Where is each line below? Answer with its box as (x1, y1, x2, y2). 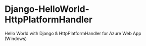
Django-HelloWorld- (4, 3, 90, 15)
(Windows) (4, 36, 27, 42)
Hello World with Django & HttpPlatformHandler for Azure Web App (4, 30, 142, 36)
